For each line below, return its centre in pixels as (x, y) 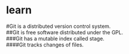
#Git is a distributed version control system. (58, 26)
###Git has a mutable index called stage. (55, 38)
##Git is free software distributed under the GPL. (65, 32)
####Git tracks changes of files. (45, 45)
